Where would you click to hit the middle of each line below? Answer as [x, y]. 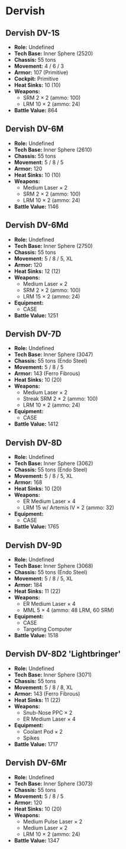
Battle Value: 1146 [36, 206]
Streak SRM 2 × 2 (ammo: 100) [60, 399]
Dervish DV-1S [33, 33]
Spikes [31, 738]
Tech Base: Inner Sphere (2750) [53, 246]
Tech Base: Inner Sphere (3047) [54, 354]
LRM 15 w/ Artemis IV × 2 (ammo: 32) [69, 508]
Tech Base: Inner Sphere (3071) [53, 675]
